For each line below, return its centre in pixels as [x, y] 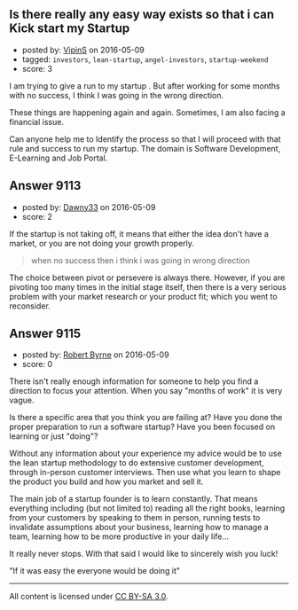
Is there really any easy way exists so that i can [142, 15]
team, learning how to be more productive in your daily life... [119, 536]
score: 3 [37, 68]
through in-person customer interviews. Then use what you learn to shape [145, 473]
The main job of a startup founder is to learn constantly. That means [133, 499]
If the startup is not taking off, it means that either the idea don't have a [139, 233]
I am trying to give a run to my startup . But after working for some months [145, 86]
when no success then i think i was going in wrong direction [140, 260]
